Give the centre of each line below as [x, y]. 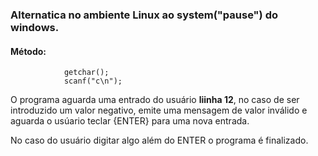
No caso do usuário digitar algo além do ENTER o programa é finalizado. [159, 140]
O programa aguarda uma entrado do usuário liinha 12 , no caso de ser [155, 100]
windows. [35, 27]
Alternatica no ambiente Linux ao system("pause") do [144, 15]
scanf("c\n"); [93, 81]
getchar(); [86, 73]
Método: [28, 51]
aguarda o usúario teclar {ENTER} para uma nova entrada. [130, 121]
